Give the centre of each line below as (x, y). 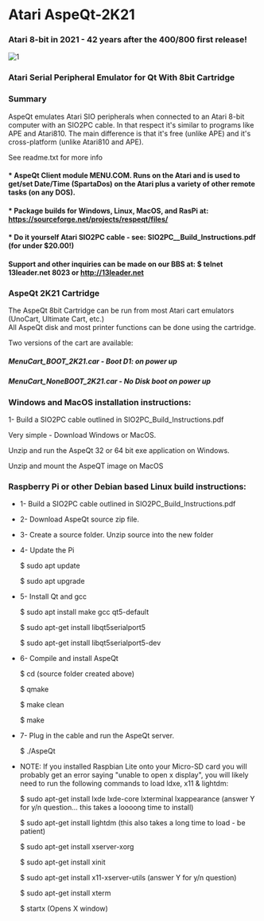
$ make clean (42, 705)
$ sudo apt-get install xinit (62, 862)
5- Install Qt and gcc (53, 596)
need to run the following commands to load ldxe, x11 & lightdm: (124, 784)
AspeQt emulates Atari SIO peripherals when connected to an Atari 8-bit (126, 116)
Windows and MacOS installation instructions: (100, 402)
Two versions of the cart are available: (71, 343)
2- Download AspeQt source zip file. (79, 519)
